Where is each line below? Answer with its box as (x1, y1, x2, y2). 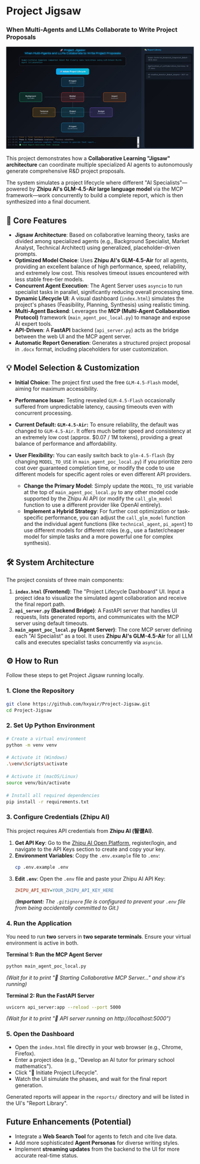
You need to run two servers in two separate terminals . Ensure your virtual (6, 933, 191, 940)
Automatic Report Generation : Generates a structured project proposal (14, 339, 190, 346)
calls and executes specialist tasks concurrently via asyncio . (14, 638, 163, 646)
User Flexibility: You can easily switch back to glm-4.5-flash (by (14, 451, 174, 458)
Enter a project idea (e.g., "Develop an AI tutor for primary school (14, 1056, 174, 1063)
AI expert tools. (14, 320, 52, 327)
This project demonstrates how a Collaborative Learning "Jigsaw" (6, 155, 171, 162)
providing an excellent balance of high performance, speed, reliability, (14, 263, 186, 270)
